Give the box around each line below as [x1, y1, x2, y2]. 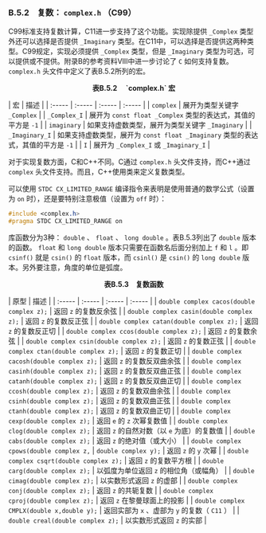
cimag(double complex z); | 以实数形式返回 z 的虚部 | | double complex [8, 476, 238, 485]
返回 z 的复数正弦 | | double [166, 336, 256, 346]
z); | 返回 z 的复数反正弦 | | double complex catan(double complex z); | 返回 [8, 316, 259, 326]
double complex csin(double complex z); [25, 338, 162, 346]
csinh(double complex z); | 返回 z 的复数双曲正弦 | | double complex [8, 396, 231, 406]
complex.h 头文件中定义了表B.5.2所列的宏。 [8, 66, 150, 76]
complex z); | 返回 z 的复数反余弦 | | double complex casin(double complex [8, 307, 253, 316]
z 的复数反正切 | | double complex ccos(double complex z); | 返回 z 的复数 [8, 327, 251, 336]
